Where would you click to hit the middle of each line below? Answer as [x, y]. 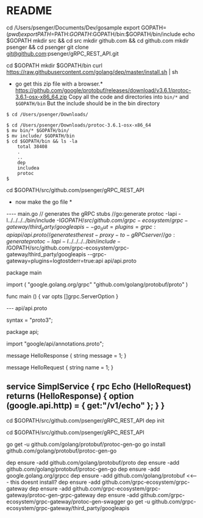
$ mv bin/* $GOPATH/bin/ [38, 130]
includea [28, 168]
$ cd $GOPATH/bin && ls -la [42, 141]
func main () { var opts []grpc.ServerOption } [62, 296]
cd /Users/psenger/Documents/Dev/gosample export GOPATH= [86, 28]
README [29, 11]
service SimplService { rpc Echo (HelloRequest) [99, 387]
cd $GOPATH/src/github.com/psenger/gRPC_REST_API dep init [85, 420]
